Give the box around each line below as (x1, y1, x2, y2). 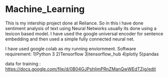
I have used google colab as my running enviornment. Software (5, 45, 136, 51)
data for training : (5, 60, 41, 66)
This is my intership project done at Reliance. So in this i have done (5, 20, 144, 26)
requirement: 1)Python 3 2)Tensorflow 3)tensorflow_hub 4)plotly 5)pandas (5, 51, 159, 57)
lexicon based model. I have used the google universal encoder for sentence (5, 30, 163, 36)
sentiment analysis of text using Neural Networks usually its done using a (5, 25, 157, 31)
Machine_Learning (5, 3, 85, 15)
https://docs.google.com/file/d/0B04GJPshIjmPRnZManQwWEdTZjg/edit (5, 66, 156, 72)
